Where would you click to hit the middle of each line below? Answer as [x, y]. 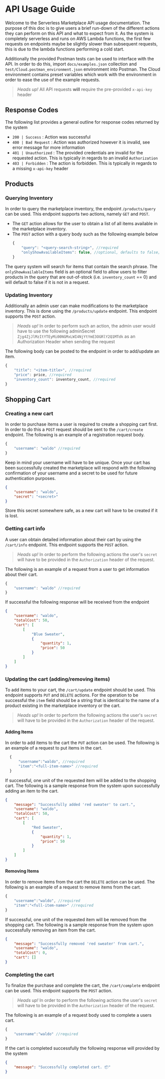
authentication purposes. [31, 478]
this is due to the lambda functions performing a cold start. [65, 49]
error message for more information [49, 147]
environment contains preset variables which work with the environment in [81, 74]
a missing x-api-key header [40, 168]
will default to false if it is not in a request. [47, 282]
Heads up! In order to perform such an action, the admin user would [86, 326]
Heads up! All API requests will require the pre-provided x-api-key [85, 89]
